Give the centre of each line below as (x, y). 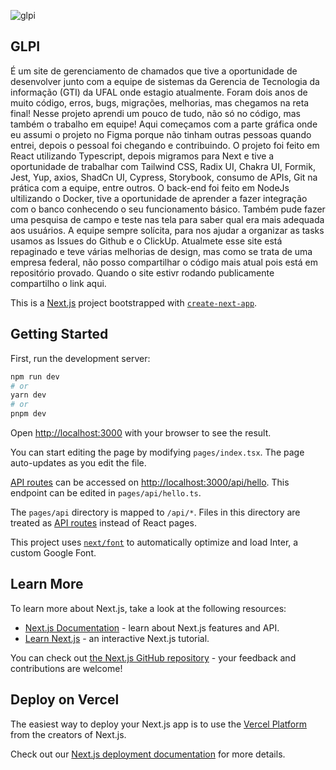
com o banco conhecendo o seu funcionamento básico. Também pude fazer (168, 209)
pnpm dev (28, 414)
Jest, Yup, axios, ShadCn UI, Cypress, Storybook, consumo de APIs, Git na (164, 177)
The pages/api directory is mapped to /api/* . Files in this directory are (155, 512)
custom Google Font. (53, 553)
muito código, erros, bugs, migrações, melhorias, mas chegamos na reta (160, 102)
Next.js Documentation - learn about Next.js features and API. (152, 627)
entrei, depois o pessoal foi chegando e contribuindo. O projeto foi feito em (165, 145)
